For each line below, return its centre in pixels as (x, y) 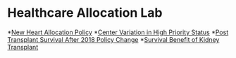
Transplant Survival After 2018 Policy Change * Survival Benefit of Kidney (113, 39)
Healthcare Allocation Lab (85, 13)
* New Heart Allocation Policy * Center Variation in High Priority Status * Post (118, 32)
